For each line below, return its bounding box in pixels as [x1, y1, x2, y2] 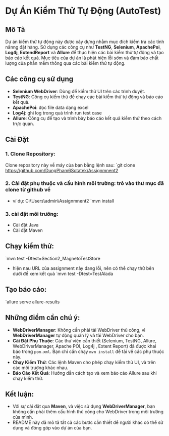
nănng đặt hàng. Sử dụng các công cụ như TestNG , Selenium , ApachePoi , [5, 44, 161, 50]
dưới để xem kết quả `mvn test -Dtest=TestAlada [12, 270, 114, 276]
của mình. [12, 414, 34, 420]
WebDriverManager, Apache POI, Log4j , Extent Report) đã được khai [12, 343, 156, 349]
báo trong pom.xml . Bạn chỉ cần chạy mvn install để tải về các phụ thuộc [12, 348, 164, 354]
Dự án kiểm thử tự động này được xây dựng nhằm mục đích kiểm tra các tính [5, 38, 164, 45]
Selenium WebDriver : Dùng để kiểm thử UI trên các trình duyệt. [12, 88, 145, 94]
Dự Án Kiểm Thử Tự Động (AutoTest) [5, 5, 161, 17]
